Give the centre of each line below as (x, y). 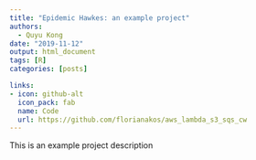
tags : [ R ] (28, 60)
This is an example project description (81, 145)
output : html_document (53, 52)
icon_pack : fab (47, 102)
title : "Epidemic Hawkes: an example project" (100, 18)
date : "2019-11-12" (47, 43)
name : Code (38, 111)
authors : (26, 27)
